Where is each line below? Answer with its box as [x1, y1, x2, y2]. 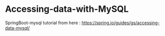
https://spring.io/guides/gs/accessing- [82, 20, 160, 26]
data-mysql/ [5, 25, 30, 31]
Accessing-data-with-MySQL [5, 3, 129, 15]
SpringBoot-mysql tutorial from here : [5, 20, 81, 26]
